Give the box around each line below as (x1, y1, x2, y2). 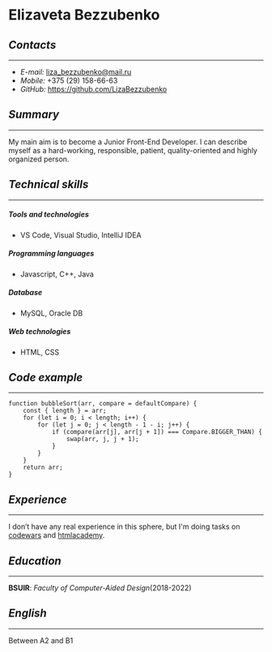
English (8, 607, 47, 620)
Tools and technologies (8, 209, 89, 220)
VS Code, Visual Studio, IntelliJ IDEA (19, 229, 142, 240)
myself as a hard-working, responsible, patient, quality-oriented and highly (8, 145, 257, 155)
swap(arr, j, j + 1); (66, 435, 139, 444)
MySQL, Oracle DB (19, 308, 83, 318)
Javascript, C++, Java (19, 269, 95, 279)
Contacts (8, 38, 57, 52)
